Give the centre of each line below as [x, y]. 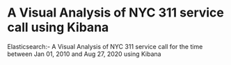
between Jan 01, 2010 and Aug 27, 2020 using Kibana [84, 54]
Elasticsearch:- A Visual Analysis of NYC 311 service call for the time [105, 46]
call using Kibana [58, 27]
